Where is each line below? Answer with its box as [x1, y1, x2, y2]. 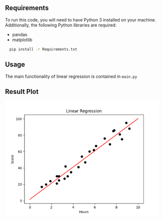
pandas [12, 31, 28, 37]
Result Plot [5, 88, 39, 96]
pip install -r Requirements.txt [9, 46, 78, 52]
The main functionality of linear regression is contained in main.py [5, 73, 138, 79]
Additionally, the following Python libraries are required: [5, 22, 117, 28]
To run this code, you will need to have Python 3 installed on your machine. [5, 17, 156, 22]
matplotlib [12, 37, 33, 43]
